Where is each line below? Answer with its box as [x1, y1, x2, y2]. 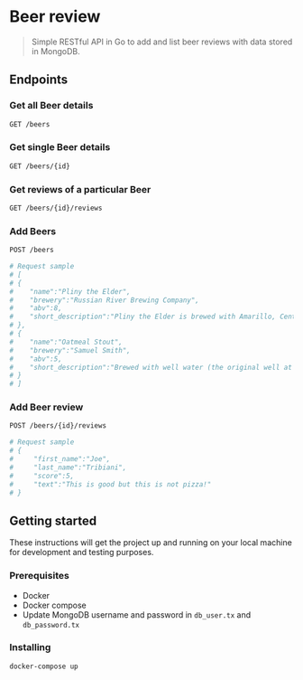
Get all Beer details [9, 99, 94, 112]
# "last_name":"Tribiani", [9, 463, 127, 472]
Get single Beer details [9, 141, 111, 154]
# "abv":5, [9, 354, 63, 364]
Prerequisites [9, 570, 69, 582]
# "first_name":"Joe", [9, 455, 111, 464]
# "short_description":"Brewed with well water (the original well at [9, 363, 293, 372]
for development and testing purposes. [9, 547, 154, 558]
